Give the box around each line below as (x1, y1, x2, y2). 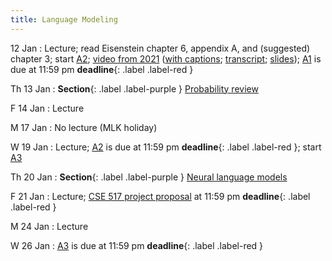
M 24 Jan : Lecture (10, 220, 89, 232)
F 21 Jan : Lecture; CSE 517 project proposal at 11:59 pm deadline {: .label (10, 190, 311, 202)
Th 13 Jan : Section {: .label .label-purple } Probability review (10, 82, 259, 95)
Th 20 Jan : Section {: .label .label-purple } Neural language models (10, 171, 288, 183)
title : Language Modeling (10, 14, 118, 25)
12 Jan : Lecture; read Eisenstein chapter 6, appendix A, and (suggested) (10, 42, 311, 54)
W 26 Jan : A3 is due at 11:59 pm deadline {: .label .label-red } (10, 239, 264, 251)
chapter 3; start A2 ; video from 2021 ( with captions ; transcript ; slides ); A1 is (10, 52, 322, 65)
